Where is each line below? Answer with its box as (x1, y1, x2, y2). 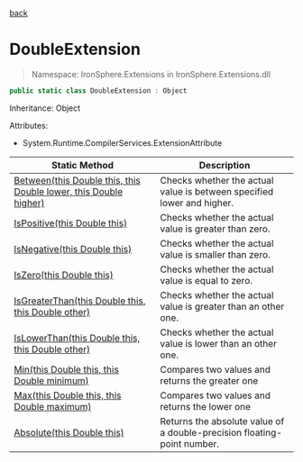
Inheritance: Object (9, 103, 81, 113)
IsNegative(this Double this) (14, 242, 133, 255)
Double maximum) (14, 400, 92, 412)
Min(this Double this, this (14, 363, 119, 376)
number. (183, 437, 219, 449)
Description (198, 159, 251, 171)
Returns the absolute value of (160, 414, 285, 427)
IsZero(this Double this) (14, 268, 115, 281)
